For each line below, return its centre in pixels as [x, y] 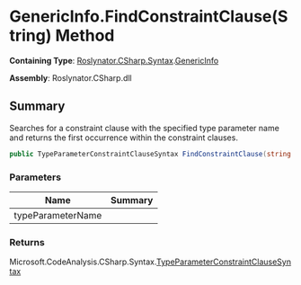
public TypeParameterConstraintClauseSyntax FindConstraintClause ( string [150, 154]
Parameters [35, 177]
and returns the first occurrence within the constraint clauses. [124, 138]
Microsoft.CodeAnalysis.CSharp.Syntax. [83, 262]
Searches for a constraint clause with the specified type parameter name [145, 128]
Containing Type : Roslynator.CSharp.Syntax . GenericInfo [114, 60]
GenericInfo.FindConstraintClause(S [149, 17]
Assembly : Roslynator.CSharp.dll [71, 77]
